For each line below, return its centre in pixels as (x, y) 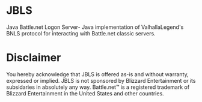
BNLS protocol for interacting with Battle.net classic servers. (81, 33)
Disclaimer (34, 58)
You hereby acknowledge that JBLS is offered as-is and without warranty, (97, 74)
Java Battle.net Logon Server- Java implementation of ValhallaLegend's (95, 27)
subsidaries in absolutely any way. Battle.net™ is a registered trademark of (98, 87)
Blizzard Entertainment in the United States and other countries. (85, 93)
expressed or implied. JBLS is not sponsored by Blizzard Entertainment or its (101, 80)
